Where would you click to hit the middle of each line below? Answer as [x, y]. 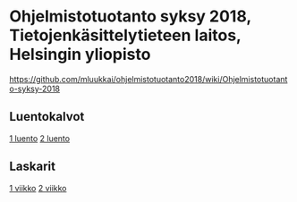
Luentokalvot [47, 117]
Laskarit [33, 167]
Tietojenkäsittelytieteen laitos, [125, 35]
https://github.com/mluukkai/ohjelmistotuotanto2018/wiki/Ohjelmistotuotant [148, 79]
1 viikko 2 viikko [38, 188]
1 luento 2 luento [39, 138]
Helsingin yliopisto [80, 55]
